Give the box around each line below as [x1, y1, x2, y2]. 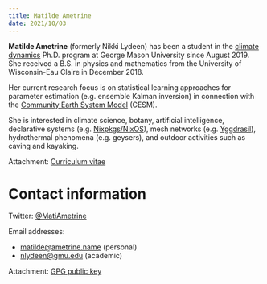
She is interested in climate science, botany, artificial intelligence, [8, 115, 225, 125]
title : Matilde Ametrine [8, 11, 92, 20]
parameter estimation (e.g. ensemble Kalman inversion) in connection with [8, 91, 255, 101]
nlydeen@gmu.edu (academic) [19, 251, 123, 261]
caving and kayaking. [8, 141, 79, 150]
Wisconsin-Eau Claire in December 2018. [8, 67, 144, 76]
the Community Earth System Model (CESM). [8, 100, 158, 109]
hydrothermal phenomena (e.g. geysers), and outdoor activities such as [8, 132, 246, 142]
